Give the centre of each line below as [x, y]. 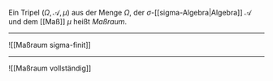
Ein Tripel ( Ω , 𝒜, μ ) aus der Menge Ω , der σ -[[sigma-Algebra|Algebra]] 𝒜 [130, 13]
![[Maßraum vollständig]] [50, 68]
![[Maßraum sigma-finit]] [50, 45]
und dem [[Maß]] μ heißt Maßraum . [68, 21]
